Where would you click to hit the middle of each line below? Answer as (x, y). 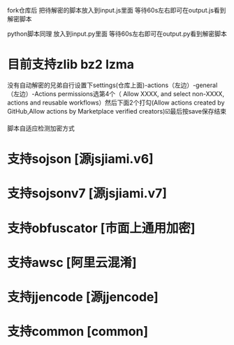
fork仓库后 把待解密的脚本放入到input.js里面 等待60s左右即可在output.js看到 (117, 10)
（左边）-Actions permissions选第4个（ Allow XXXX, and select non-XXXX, (116, 93)
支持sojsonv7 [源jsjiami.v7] (87, 193)
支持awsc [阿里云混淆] (72, 262)
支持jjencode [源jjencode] (83, 297)
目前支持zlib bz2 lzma (71, 64)
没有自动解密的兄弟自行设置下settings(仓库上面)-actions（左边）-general (112, 85)
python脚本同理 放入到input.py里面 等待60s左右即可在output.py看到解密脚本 (117, 34)
